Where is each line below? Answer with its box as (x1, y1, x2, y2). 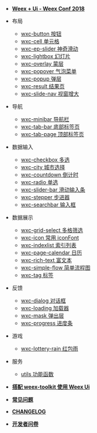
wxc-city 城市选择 (20, 164, 65, 170)
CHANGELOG (11, 408, 46, 415)
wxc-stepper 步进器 (20, 194, 70, 200)
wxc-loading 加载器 (20, 305, 69, 311)
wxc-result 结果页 (20, 83, 65, 89)
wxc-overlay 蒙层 (20, 60, 64, 67)
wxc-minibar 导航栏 (20, 116, 69, 122)
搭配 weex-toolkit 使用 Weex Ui (11, 383, 90, 390)
